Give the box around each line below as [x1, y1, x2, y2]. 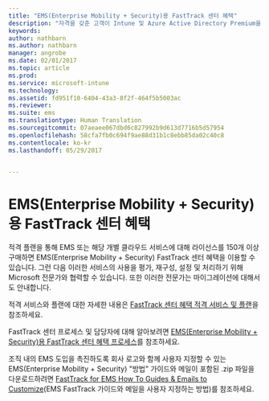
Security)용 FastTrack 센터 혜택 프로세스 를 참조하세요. [8, 337, 181, 346]
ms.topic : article [8, 64, 70, 72]
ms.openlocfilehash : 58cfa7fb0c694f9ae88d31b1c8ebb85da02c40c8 [8, 131, 225, 139]
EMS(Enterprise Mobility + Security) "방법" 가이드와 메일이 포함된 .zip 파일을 [8, 364, 255, 374]
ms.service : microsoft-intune [8, 79, 110, 87]
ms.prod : [8, 72, 38, 80]
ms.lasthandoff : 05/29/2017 [8, 146, 103, 154]
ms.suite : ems [8, 109, 56, 117]
